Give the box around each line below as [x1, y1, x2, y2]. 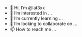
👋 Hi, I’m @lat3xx [9, 5, 45, 10]
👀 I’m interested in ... [9, 10, 52, 16]
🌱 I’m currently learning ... [9, 15, 63, 21]
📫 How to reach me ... [9, 26, 56, 32]
